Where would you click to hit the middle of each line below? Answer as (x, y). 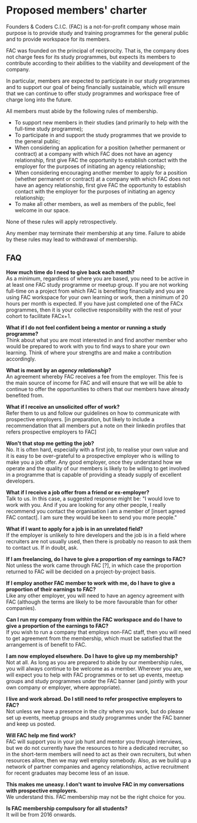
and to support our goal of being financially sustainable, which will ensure (96, 87)
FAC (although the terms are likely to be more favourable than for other (92, 602)
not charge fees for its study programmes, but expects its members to (91, 57)
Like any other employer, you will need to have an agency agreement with (95, 595)
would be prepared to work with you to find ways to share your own (88, 346)
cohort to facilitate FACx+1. (39, 316)
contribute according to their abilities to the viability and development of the (98, 63)
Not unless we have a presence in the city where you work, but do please (95, 711)
